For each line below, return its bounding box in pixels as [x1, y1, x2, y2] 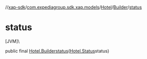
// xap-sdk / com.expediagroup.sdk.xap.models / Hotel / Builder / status [5, 4, 142, 10]
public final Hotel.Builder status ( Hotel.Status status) [5, 47, 109, 54]
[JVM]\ [5, 38, 20, 44]
